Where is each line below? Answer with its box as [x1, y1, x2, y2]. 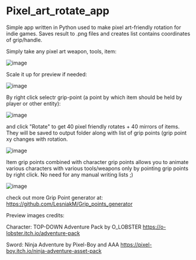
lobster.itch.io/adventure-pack [6, 229, 81, 236]
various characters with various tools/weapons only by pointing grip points [6, 165, 188, 172]
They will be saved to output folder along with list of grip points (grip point [6, 129, 187, 136]
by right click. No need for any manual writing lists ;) [6, 171, 133, 178]
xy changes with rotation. [6, 135, 68, 143]
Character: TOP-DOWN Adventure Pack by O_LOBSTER [6, 223, 142, 230]
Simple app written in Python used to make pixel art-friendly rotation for [6, 24, 182, 31]
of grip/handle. [6, 36, 43, 43]
